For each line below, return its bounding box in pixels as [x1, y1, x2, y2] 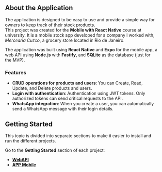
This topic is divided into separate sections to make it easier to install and [5, 133, 152, 139]
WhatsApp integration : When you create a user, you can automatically [12, 101, 154, 107]
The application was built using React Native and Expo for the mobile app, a [5, 47, 158, 52]
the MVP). [5, 57, 25, 63]
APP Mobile [12, 162, 36, 168]
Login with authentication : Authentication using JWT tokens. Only [12, 91, 146, 96]
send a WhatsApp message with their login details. [12, 106, 113, 112]
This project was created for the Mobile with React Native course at [5, 27, 142, 33]
